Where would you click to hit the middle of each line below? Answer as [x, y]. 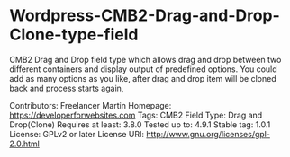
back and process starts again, [67, 88]
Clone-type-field [74, 35]
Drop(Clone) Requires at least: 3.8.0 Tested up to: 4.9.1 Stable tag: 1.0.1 [140, 124]
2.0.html [25, 144]
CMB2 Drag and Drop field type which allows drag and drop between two [145, 59]
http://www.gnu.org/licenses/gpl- [208, 134]
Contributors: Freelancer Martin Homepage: [91, 105]
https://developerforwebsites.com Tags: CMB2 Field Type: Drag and [136, 115]
